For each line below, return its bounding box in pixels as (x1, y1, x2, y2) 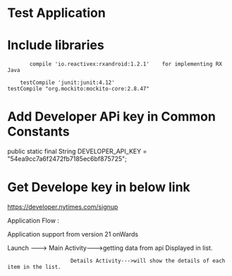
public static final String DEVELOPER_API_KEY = (7, 147, 147, 156)
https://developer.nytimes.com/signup (7, 203, 118, 211)
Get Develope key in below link (7, 179, 190, 196)
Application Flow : (7, 217, 60, 224)
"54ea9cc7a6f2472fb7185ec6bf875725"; (7, 155, 127, 163)
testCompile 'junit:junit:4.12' (20, 79, 115, 86)
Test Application (7, 5, 106, 21)
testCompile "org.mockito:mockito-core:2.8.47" (7, 85, 150, 92)
